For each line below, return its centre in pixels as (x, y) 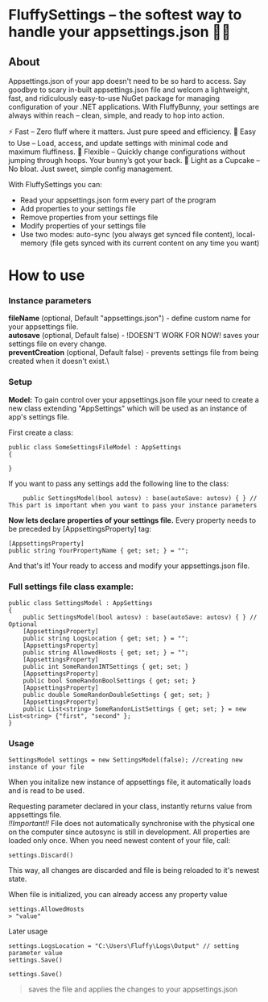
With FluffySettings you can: (55, 184)
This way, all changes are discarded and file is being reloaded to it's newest (134, 870)
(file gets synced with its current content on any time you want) (155, 243)
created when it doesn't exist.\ (59, 361)
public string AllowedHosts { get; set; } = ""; (106, 653)
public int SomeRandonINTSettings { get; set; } (106, 667)
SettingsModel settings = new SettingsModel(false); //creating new (126, 760)
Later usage (28, 931)
